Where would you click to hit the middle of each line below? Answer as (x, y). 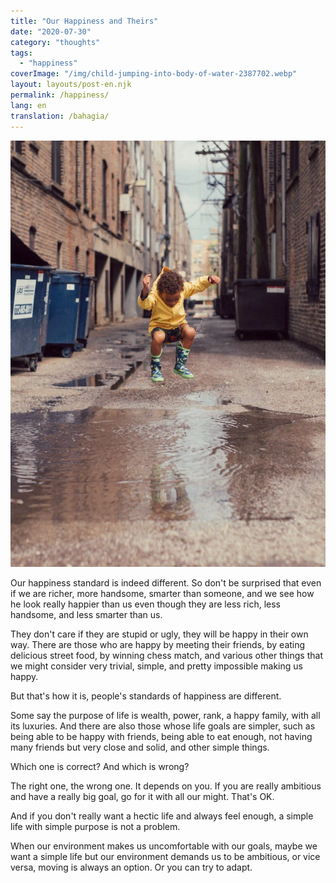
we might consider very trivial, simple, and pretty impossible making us (156, 666)
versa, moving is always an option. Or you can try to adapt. (131, 867)
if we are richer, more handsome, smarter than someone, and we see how (162, 594)
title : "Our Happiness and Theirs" (84, 21)
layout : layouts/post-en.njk (71, 85)
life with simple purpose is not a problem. (95, 827)
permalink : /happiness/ (60, 95)
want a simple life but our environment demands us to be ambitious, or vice (165, 857)
